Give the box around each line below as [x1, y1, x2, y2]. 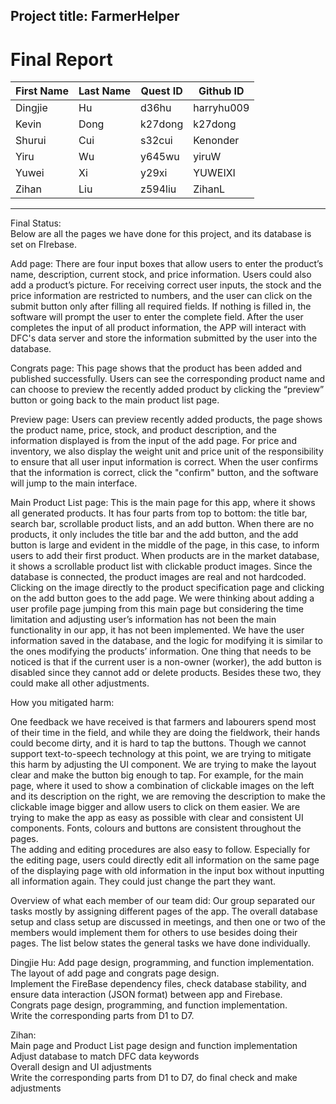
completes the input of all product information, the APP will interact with [10, 322, 307, 334]
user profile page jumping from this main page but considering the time [10, 603, 304, 615]
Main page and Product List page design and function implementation [10, 1040, 298, 1052]
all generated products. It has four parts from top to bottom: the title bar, [10, 507, 308, 519]
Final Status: [10, 217, 62, 229]
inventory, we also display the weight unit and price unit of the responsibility [10, 445, 324, 458]
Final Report [10, 48, 113, 71]
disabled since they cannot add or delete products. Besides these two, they [10, 667, 322, 679]
